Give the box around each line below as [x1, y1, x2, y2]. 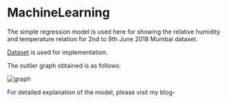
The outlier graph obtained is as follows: [7, 61, 122, 69]
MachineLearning [7, 5, 110, 21]
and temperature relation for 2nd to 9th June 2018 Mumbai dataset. [7, 34, 198, 43]
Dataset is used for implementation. [7, 48, 108, 56]
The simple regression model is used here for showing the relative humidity [7, 27, 221, 36]
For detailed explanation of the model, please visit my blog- [7, 88, 175, 96]
